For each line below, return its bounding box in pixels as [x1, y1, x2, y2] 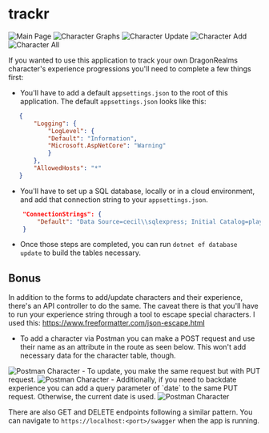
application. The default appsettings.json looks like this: [19, 96, 207, 106]
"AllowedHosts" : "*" [33, 164, 102, 172]
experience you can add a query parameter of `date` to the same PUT [8, 383, 239, 393]
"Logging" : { [33, 119, 78, 127]
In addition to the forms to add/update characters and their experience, [8, 293, 243, 302]
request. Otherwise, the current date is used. [8, 392, 156, 402]
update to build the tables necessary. [19, 248, 142, 257]
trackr [8, 5, 50, 23]
